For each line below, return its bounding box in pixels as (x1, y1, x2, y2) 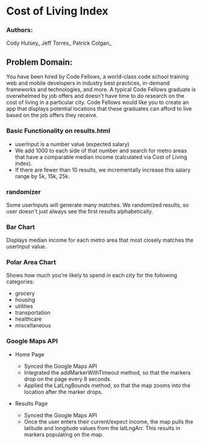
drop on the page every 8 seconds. (24, 375, 112, 382)
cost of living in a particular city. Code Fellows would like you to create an (6, 98, 189, 106)
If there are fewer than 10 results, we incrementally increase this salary (14, 166, 191, 173)
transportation (14, 309, 51, 317)
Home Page (14, 350, 45, 358)
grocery (14, 290, 35, 297)
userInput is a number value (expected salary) (14, 140, 130, 147)
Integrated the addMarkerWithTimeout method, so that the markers (24, 368, 191, 376)
